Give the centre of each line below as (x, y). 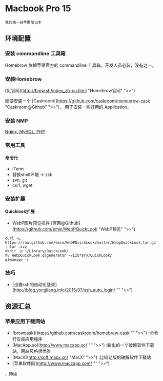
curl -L (13, 238)
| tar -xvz (16, 247)
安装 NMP (17, 121)
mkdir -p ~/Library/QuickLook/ (37, 251)
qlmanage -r (17, 260)
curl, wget (22, 185)
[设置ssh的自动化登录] (34, 284)
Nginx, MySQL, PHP (25, 132)
